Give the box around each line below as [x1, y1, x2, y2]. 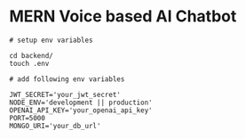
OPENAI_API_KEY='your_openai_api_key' [9, 105, 153, 115]
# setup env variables [9, 36, 93, 45]
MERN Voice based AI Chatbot [9, 6, 237, 27]
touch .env [9, 59, 50, 68]
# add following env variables [9, 74, 125, 84]
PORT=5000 [9, 113, 46, 122]
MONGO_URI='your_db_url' [9, 121, 101, 130]
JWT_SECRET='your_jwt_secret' [9, 90, 122, 99]
